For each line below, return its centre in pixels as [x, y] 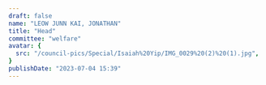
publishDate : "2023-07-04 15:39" [65, 69]
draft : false [30, 16]
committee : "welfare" [45, 38]
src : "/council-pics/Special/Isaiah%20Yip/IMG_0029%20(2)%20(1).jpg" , [137, 53]
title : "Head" [32, 31]
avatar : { [25, 46]
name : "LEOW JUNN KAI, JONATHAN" [65, 23]
